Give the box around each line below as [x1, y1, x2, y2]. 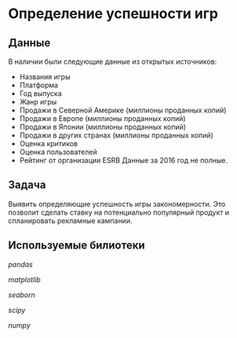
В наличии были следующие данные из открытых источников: [8, 57, 217, 66]
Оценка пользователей [19, 147, 97, 156]
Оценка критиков [19, 139, 78, 148]
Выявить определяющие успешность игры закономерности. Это [8, 199, 226, 208]
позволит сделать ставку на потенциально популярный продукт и [8, 208, 230, 217]
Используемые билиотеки [8, 239, 145, 252]
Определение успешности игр [8, 5, 218, 23]
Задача [8, 178, 46, 192]
